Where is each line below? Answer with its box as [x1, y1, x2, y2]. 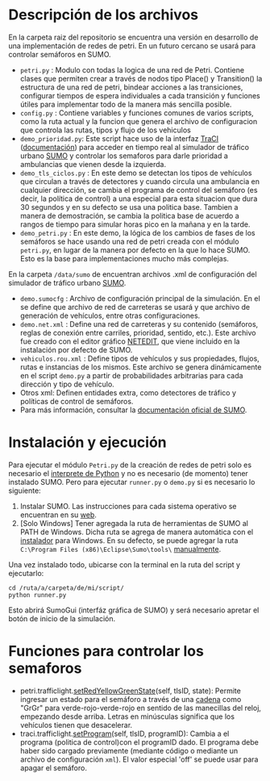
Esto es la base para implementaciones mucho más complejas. [19, 253, 230, 263]
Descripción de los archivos [8, 6, 199, 24]
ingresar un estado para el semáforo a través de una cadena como [19, 694, 242, 704]
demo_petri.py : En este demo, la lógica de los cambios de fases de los [19, 228, 255, 237]
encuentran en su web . [19, 510, 97, 520]
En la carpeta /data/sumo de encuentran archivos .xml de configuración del [8, 269, 257, 279]
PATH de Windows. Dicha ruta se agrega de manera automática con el [19, 527, 254, 537]
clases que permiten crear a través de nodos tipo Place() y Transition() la [19, 73, 263, 83]
